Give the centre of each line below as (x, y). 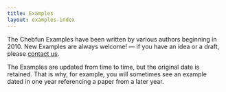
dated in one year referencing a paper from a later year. (86, 81)
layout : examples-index (41, 20)
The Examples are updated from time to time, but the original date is (103, 67)
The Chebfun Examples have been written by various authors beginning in (112, 39)
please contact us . (33, 53)
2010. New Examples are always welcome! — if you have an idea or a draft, (113, 46)
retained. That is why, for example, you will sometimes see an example (107, 74)
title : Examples (30, 13)
